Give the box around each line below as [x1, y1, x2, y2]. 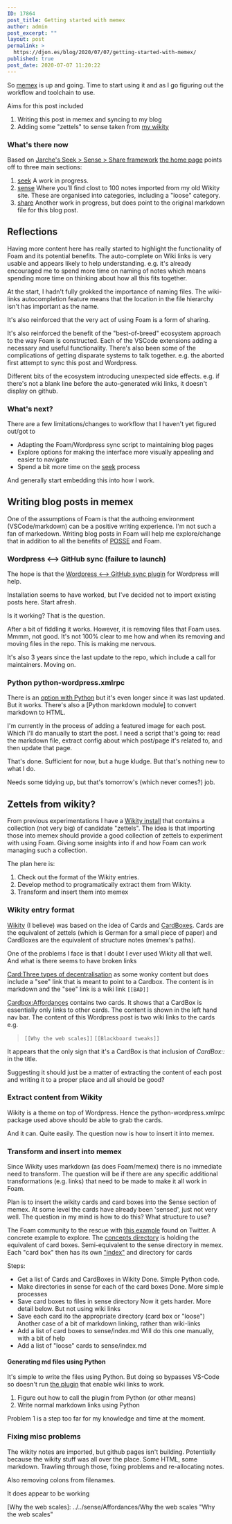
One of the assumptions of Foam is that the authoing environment [7, 514, 195, 523]
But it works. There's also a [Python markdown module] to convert [7, 701, 197, 709]
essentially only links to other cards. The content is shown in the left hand [7, 1006, 217, 1014]
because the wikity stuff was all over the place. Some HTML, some [7, 1455, 198, 1463]
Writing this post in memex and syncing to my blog [17, 115, 162, 124]
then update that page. [7, 744, 73, 752]
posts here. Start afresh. [7, 598, 77, 607]
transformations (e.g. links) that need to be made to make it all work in [7, 1177, 207, 1185]
